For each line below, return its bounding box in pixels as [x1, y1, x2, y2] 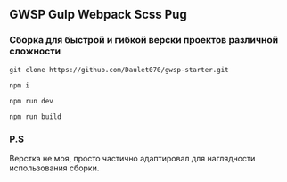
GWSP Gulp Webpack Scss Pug [9, 7, 187, 22]
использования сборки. [9, 162, 100, 173]
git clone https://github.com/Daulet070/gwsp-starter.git [9, 65, 229, 74]
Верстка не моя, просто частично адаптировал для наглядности [9, 153, 256, 163]
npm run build [9, 112, 62, 121]
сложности [9, 45, 61, 57]
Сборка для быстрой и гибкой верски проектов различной [9, 34, 279, 46]
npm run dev [9, 96, 53, 105]
